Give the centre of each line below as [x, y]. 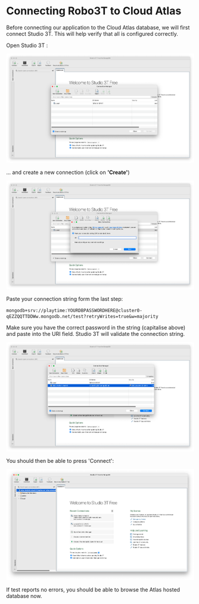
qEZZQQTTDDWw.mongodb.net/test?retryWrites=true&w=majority [83, 317]
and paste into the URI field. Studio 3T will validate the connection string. [96, 334]
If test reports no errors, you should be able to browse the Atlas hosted [93, 589]
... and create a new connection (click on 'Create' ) [68, 172]
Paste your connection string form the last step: [65, 299]
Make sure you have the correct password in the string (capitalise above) [96, 328]
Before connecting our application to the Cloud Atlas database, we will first [98, 27]
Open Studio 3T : [27, 45]
